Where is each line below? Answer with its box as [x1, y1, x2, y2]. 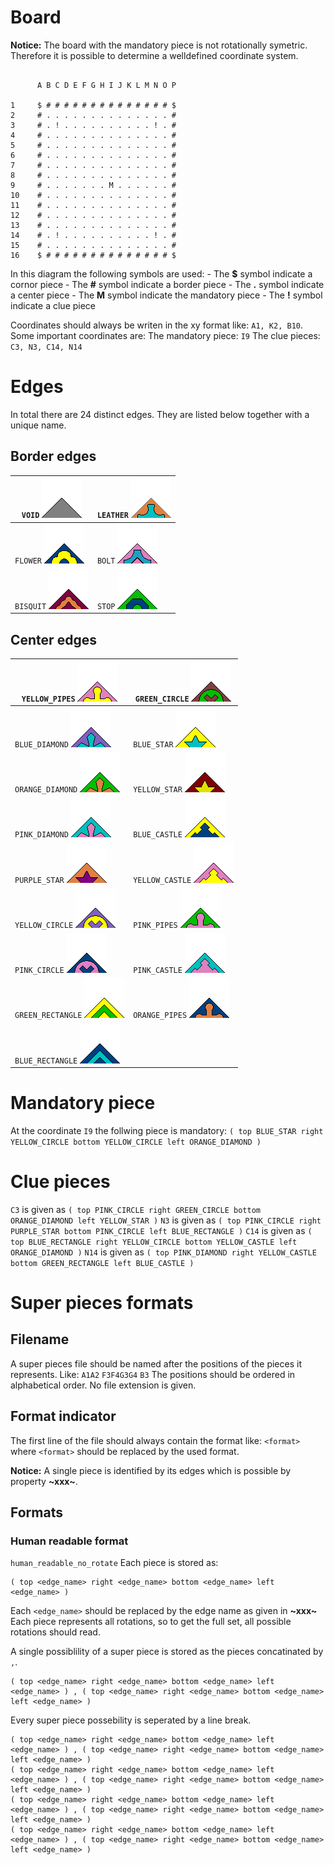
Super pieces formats [10, 1292, 194, 1315]
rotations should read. [10, 1626, 101, 1638]
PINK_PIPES [133, 920, 178, 930]
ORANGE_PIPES [133, 1011, 188, 1021]
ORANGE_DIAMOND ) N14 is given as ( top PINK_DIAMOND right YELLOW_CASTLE [10, 1246, 317, 1258]
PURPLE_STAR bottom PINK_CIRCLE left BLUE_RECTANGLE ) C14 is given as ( [10, 1224, 313, 1236]
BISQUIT [14, 601, 47, 611]
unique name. [10, 419, 67, 431]
